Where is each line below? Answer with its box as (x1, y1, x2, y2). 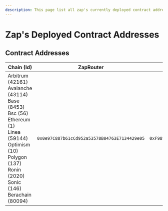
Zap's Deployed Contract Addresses (5, 29, 159, 40)
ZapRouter (78, 64, 104, 71)
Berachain (7, 191, 31, 198)
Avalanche (7, 85, 32, 92)
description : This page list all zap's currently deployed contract (5, 7, 151, 13)
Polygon (7, 153, 27, 160)
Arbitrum (7, 72, 28, 79)
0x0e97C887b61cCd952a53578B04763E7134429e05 (37, 135, 145, 141)
